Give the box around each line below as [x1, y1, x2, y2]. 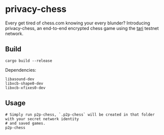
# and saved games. [5, 121, 46, 126]
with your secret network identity [5, 116, 79, 122]
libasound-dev [5, 76, 35, 82]
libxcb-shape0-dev [5, 81, 43, 86]
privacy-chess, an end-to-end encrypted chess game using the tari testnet [5, 25, 159, 31]
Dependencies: [5, 67, 36, 73]
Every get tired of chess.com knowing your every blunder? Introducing [5, 20, 151, 26]
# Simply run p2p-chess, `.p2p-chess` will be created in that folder [5, 112, 155, 117]
